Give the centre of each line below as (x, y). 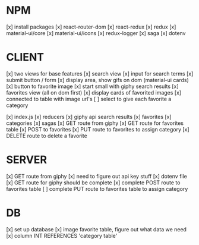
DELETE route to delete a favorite (47, 136)
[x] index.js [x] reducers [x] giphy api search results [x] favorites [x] (89, 117)
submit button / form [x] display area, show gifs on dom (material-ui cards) (97, 80)
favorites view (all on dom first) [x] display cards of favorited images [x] (94, 92)
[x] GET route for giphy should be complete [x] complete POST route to (93, 183)
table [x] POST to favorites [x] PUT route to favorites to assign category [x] (98, 129)
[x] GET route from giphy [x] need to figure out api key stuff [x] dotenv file (97, 176)
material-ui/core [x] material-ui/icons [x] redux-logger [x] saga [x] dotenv (96, 33)
